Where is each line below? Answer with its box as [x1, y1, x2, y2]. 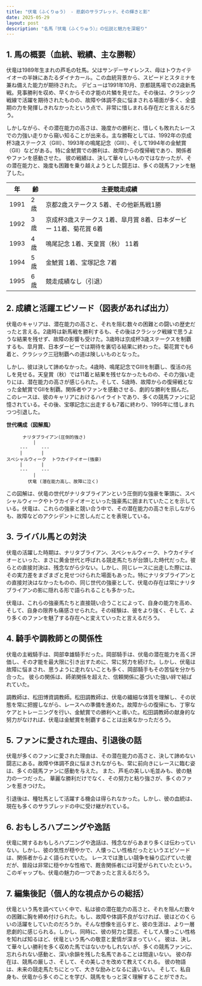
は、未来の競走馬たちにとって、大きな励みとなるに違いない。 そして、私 [6, 966, 186, 973]
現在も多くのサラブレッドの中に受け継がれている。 [6, 803, 133, 810]
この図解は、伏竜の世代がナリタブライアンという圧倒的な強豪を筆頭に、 [6, 489, 185, 497]
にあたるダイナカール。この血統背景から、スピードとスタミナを [37, 74, 196, 81]
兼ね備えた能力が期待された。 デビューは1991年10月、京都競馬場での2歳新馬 [6, 82, 196, 89]
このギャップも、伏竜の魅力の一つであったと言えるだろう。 [6, 869, 153, 877]
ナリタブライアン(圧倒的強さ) [22, 434, 86, 440]
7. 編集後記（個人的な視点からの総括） [6, 888, 148, 899]
